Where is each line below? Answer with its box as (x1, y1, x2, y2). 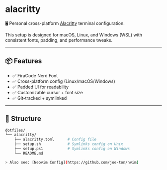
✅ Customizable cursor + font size (12, 89, 83, 95)
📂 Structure (5, 115, 41, 123)
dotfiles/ (5, 128, 26, 133)
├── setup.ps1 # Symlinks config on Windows (14, 146, 130, 152)
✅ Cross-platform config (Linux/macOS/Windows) (12, 78, 115, 84)
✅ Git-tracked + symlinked (12, 95, 67, 101)
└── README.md (14, 151, 43, 156)
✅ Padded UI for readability (12, 84, 69, 90)
